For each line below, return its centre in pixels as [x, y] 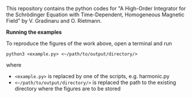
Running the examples [34, 32]
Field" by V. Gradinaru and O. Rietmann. [54, 21]
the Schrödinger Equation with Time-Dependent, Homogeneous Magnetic [95, 15]
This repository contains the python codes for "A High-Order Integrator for [96, 8]
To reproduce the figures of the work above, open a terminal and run [89, 43]
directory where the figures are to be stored [68, 89]
